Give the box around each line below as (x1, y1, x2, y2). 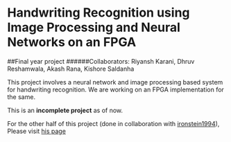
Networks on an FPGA (7, 35, 137, 50)
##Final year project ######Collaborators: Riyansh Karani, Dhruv (7, 57, 195, 65)
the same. (7, 92, 36, 101)
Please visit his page (7, 127, 66, 135)
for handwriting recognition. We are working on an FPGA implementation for (7, 85, 224, 94)
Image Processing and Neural (7, 19, 180, 35)
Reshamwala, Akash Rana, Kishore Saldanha (7, 64, 135, 73)
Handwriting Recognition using (7, 5, 190, 21)
